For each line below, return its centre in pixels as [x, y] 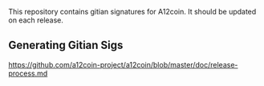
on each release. [36, 20]
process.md [28, 73]
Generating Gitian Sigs [66, 45]
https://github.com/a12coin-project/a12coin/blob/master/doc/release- [123, 64]
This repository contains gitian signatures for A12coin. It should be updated [132, 12]
